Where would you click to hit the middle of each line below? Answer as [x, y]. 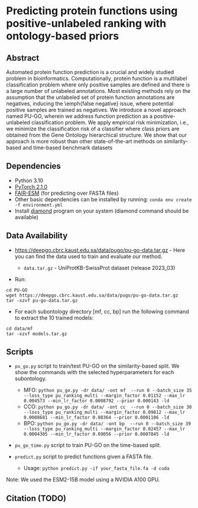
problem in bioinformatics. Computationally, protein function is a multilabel [97, 78]
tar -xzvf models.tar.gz [37, 334]
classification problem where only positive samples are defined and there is [98, 85]
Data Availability [37, 236]
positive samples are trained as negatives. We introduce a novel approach [96, 110]
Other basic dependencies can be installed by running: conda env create [103, 199]
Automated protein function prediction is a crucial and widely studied [90, 72]
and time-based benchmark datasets [68, 147]
